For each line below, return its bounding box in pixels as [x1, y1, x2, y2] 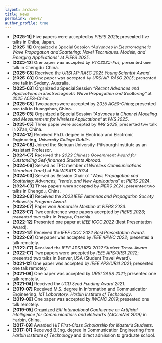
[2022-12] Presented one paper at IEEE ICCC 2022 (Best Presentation [12, 219, 152, 225]
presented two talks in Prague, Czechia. [12, 214, 92, 220]
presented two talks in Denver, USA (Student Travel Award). [12, 255, 132, 261]
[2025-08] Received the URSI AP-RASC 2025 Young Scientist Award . [12, 70, 151, 76]
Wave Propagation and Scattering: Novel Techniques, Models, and [12, 49, 146, 55]
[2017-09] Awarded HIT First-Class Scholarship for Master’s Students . [12, 322, 153, 328]
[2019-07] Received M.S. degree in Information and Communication [12, 286, 148, 292]
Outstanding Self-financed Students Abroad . [12, 157, 102, 163]
